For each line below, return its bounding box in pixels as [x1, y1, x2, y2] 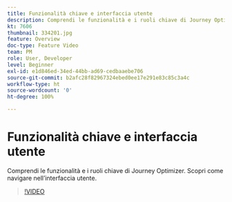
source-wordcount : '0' [7, 87, 72, 94]
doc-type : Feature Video [7, 42, 79, 49]
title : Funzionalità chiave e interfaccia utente [7, 10, 153, 17]
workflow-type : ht [7, 81, 60, 88]
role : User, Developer [7, 55, 72, 62]
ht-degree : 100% [7, 94, 54, 101]
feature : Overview [7, 36, 60, 43]
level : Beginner [7, 61, 54, 68]
